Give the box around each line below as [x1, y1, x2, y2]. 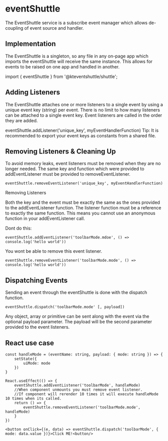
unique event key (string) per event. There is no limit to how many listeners [5, 107, 160, 113]
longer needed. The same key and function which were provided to [5, 166, 144, 172]
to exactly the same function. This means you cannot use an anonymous [5, 210, 156, 216]
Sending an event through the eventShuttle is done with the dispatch [5, 289, 147, 296]
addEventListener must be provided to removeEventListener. [5, 171, 131, 177]
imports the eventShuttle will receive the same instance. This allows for [5, 58, 153, 64]
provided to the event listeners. [5, 324, 70, 330]
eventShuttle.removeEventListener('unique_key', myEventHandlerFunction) [5, 181, 163, 186]
